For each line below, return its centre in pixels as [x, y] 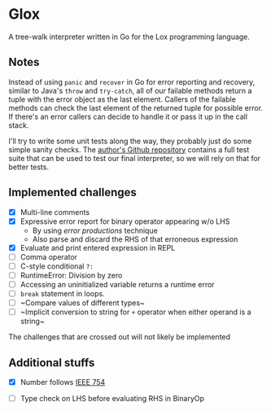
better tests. [28, 167]
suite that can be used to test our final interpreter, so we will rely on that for [135, 158]
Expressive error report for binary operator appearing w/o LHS [125, 221]
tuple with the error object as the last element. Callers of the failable [122, 99]
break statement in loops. [63, 293]
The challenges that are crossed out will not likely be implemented [119, 337]
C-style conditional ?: [57, 266]
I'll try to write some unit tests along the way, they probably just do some [130, 141]
